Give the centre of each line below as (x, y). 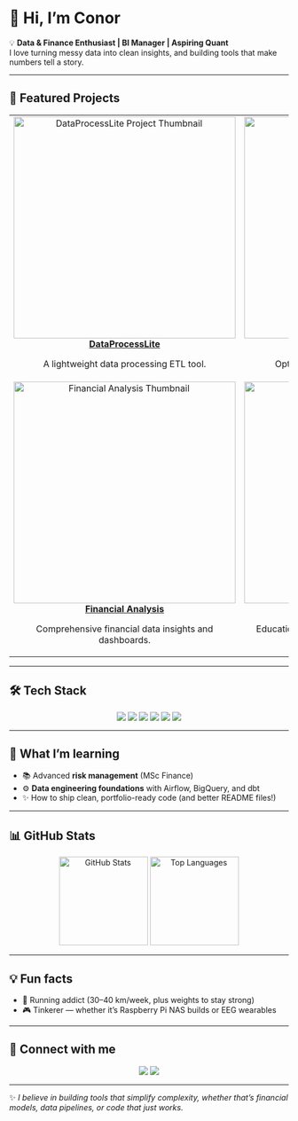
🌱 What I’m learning (64, 753)
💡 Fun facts (41, 979)
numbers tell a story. (47, 62)
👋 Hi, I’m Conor (65, 18)
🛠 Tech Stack (48, 691)
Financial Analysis (125, 608)
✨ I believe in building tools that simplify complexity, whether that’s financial (149, 1097)
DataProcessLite (125, 343)
